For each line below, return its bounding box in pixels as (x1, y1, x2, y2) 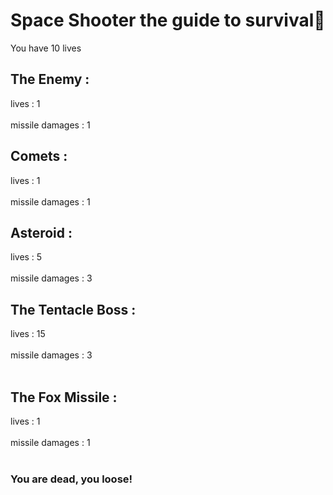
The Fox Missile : (10, 389, 118, 406)
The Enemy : (10, 71, 90, 88)
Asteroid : (10, 224, 73, 241)
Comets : (10, 148, 68, 165)
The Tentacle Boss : (10, 301, 137, 318)
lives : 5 (10, 251, 43, 263)
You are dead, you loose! (10, 472, 133, 486)
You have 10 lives (10, 42, 82, 54)
